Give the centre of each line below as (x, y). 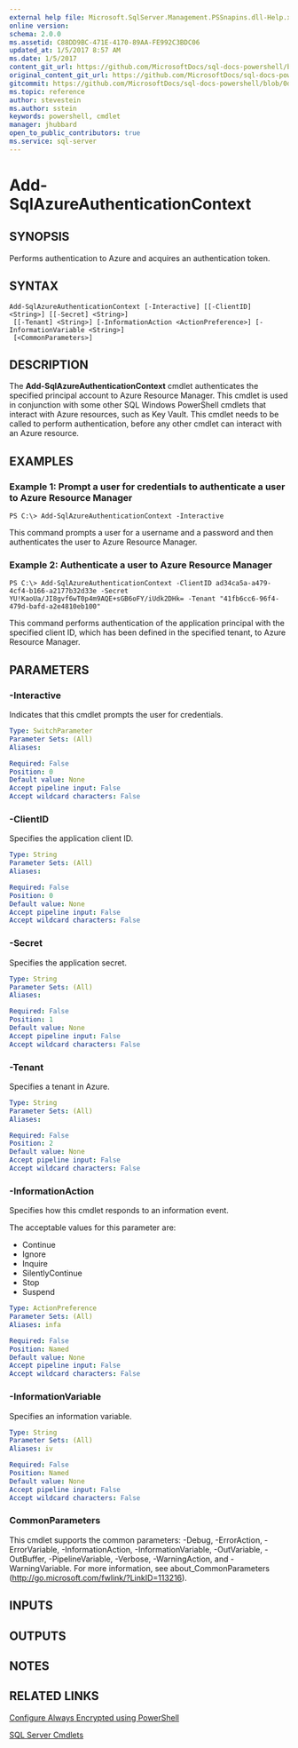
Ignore (34, 1254)
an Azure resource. (44, 433)
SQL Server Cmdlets (47, 1735)
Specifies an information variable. (71, 1416)
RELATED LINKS (54, 1696)
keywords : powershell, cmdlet (65, 116)
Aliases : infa (35, 1324)
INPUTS (31, 1605)
